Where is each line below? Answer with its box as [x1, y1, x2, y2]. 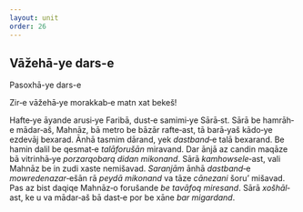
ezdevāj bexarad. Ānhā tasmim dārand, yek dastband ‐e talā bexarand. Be [9, 134, 285, 146]
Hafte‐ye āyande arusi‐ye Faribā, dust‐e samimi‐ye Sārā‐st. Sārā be [9, 115, 261, 126]
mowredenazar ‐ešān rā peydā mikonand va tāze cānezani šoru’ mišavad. [9, 173, 286, 184]
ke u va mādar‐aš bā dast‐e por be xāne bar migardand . [25, 192, 236, 203]
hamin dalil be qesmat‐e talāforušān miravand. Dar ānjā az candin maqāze [9, 144, 288, 155]
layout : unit [9, 13, 59, 23]
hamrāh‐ [262, 115, 295, 126]
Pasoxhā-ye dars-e [9, 79, 82, 91]
